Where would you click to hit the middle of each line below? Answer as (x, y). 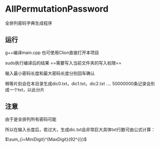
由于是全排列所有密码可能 (31, 119)
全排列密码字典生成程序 (29, 23)
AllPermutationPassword (57, 9)
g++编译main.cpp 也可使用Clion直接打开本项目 (52, 53)
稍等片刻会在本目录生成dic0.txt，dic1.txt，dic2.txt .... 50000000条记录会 (78, 83)
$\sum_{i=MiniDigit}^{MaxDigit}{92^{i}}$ (46, 139)
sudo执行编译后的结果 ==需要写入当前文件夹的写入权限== (63, 63)
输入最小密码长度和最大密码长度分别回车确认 (50, 73)
